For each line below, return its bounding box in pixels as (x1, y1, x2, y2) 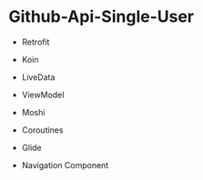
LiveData (21, 71, 56, 83)
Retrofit (21, 36, 50, 47)
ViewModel (21, 89, 65, 100)
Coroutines (21, 125, 64, 135)
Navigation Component (21, 159, 109, 170)
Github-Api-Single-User (8, 6, 195, 27)
